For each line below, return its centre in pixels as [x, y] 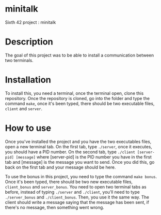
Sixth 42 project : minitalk [31, 22]
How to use [28, 128]
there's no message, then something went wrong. [55, 207]
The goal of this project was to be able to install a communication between [80, 55]
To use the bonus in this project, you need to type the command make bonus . [81, 176]
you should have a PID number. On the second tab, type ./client [70, 152]
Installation [28, 80]
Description [29, 42]
